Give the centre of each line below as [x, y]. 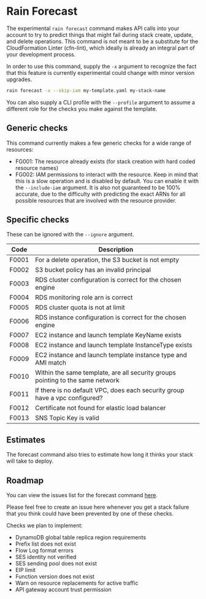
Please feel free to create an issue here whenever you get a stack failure [98, 507]
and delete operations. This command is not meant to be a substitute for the [102, 41]
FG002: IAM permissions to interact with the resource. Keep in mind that [106, 174]
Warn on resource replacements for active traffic [77, 583]
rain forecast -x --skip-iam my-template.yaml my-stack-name [86, 90]
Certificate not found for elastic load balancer [100, 408]
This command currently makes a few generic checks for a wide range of [99, 143]
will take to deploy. [30, 461]
